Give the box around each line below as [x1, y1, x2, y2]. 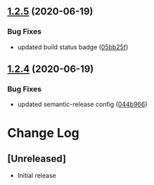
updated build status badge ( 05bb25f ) [17, 42, 129, 51]
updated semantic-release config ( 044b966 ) [17, 100, 148, 108]
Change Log [7, 125, 79, 141]
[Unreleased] [7, 153, 67, 165]
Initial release [17, 172, 56, 180]
